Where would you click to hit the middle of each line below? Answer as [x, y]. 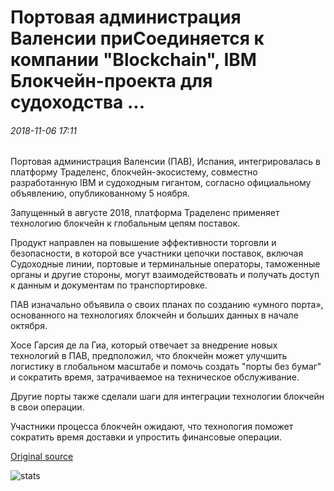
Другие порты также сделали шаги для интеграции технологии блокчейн [167, 397]
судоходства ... [77, 102]
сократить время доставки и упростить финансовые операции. [146, 437]
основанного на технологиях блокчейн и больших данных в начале [154, 315]
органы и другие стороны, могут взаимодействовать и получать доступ [165, 275]
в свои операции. [47, 407]
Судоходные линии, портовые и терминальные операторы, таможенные [165, 264]
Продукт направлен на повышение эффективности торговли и [143, 243]
